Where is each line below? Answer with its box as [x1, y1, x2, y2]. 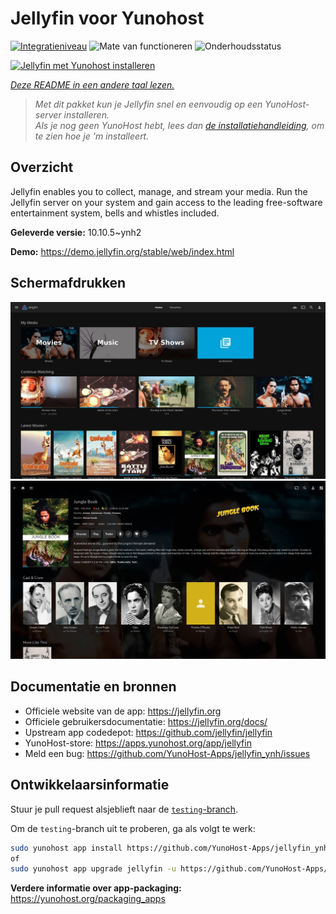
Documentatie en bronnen [10, 678, 177, 696]
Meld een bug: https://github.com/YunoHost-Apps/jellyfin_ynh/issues [24, 747, 311, 759]
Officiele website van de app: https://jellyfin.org [24, 705, 222, 717]
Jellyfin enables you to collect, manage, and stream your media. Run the [10, 185, 308, 197]
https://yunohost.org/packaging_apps [10, 893, 166, 905]
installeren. [63, 108, 110, 121]
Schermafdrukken [10, 275, 126, 292]
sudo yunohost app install [10, 843, 123, 853]
